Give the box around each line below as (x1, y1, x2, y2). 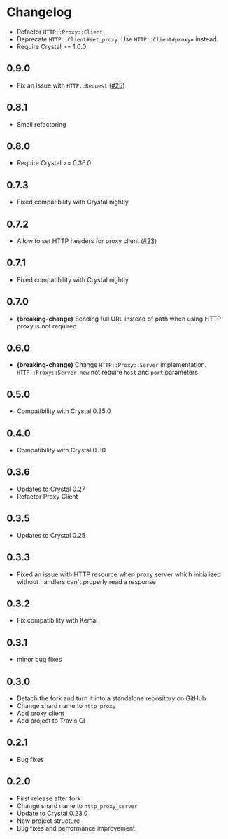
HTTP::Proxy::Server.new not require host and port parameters (16, 368, 199, 377)
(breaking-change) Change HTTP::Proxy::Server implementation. (16, 361, 207, 369)
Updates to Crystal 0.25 (16, 531, 86, 539)
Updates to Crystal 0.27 (16, 485, 85, 493)
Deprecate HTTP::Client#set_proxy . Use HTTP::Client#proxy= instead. (16, 34, 218, 43)
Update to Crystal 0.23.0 (16, 809, 88, 817)
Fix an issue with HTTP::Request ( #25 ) (16, 81, 125, 90)
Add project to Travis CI (16, 716, 85, 725)
